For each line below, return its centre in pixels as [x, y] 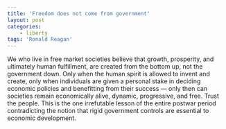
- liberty [34, 33]
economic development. [42, 118]
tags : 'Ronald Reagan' [40, 40]
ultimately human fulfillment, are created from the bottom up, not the [105, 67]
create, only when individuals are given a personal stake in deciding [104, 81]
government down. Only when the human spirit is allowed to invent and [108, 74]
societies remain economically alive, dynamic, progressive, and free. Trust [113, 96]
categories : [24, 26]
